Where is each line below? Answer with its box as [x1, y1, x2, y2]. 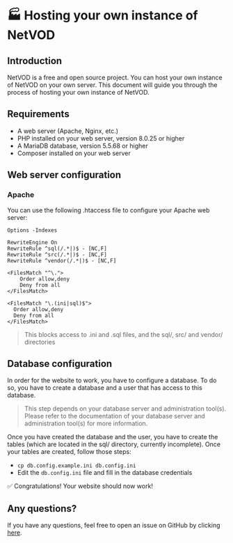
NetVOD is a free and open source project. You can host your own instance [7, 73, 223, 81]
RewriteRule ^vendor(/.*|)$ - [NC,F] [7, 257, 117, 264]
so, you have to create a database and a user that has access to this [7, 384, 203, 392]
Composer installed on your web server [17, 149, 131, 157]
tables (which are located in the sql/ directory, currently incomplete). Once [7, 440, 221, 448]
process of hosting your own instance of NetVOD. [7, 88, 150, 96]
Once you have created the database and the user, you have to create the [7, 433, 218, 441]
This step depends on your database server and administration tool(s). [24, 404, 227, 413]
